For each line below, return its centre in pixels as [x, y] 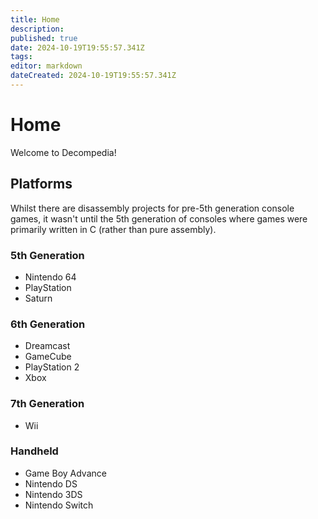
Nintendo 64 [50, 277]
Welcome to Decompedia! [63, 152]
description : [37, 29]
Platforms [41, 184]
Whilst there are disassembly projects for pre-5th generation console [152, 208]
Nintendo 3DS [53, 494]
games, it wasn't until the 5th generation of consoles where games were [159, 218]
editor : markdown [46, 66]
